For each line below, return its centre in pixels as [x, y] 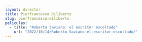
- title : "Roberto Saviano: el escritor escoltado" [64, 28]
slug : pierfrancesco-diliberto [37, 18]
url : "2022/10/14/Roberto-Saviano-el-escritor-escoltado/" [76, 32]
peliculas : [16, 23]
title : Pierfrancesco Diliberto [38, 14]
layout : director [23, 9]
